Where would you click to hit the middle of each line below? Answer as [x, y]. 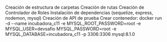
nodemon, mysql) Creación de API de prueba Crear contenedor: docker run [84, 18]
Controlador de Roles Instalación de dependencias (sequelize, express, [79, 13]
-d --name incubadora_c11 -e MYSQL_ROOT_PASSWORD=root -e [73, 23]
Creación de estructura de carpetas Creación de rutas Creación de [75, 7]
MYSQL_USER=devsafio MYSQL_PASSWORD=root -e [61, 29]
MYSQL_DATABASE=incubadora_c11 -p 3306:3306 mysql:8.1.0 [70, 34]
